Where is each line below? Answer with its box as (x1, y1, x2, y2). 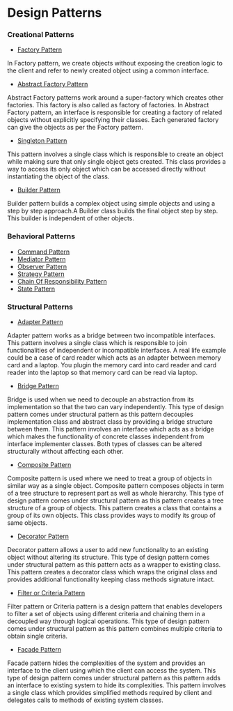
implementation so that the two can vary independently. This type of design (7, 403, 224, 411)
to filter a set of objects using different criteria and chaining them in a (7, 610, 206, 618)
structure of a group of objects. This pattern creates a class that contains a (7, 504, 223, 512)
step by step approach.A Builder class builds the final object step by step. (7, 207, 218, 215)
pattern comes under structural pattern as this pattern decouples (7, 410, 193, 419)
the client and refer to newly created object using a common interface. (7, 66, 209, 75)
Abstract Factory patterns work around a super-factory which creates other (7, 93, 224, 102)
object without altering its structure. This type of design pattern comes (7, 553, 210, 562)
